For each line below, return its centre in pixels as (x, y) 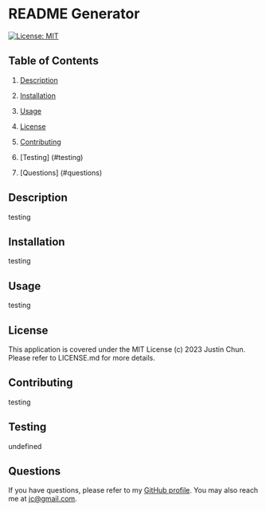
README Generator (74, 14)
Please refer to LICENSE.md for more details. (82, 358)
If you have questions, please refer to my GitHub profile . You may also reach (133, 490)
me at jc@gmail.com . (43, 499)
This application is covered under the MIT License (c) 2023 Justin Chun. (127, 349)
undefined (25, 446)
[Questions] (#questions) (61, 173)
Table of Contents (54, 61)
